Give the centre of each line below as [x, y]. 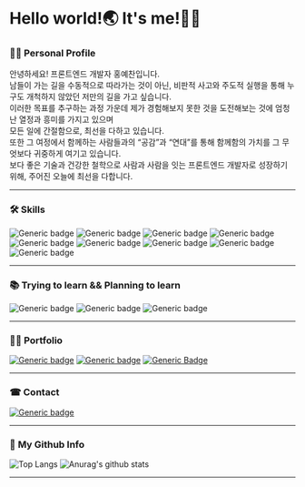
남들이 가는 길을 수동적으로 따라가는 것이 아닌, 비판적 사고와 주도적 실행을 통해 [148, 86]
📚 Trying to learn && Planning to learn [95, 285]
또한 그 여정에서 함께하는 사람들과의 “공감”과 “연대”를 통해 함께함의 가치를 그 [145, 142]
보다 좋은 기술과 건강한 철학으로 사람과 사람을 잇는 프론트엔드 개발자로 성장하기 [149, 165]
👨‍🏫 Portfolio [36, 340]
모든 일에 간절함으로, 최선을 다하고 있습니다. [87, 131]
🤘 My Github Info [47, 444]
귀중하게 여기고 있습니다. [77, 154]
